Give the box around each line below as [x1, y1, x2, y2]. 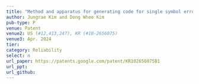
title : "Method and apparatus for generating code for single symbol [6, 8, 182, 15]
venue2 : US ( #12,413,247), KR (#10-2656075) [6, 31, 118, 37]
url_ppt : [6, 63, 28, 70]
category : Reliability [6, 47, 62, 53]
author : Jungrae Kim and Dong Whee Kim [6, 14, 105, 20]
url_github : [6, 69, 36, 75]
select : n [6, 53, 31, 59]
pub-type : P [6, 20, 36, 25]
